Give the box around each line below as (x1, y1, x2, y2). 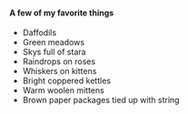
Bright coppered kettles (22, 75, 112, 86)
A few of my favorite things (9, 7, 114, 18)
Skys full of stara (22, 46, 86, 58)
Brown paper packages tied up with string (22, 95, 180, 106)
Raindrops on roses (22, 56, 96, 67)
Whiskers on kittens (22, 66, 97, 77)
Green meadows (22, 37, 84, 48)
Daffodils (22, 27, 57, 38)
